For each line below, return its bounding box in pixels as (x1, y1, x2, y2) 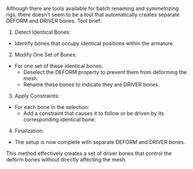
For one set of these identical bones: (14, 62, 104, 69)
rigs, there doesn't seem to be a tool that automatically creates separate (6, 11, 180, 18)
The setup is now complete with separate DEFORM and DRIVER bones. (14, 139, 185, 145)
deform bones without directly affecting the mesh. (6, 156, 127, 163)
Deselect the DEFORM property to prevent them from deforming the (23, 69, 187, 75)
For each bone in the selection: (14, 104, 89, 110)
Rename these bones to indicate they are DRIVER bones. (23, 81, 160, 88)
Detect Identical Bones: (14, 29, 71, 36)
